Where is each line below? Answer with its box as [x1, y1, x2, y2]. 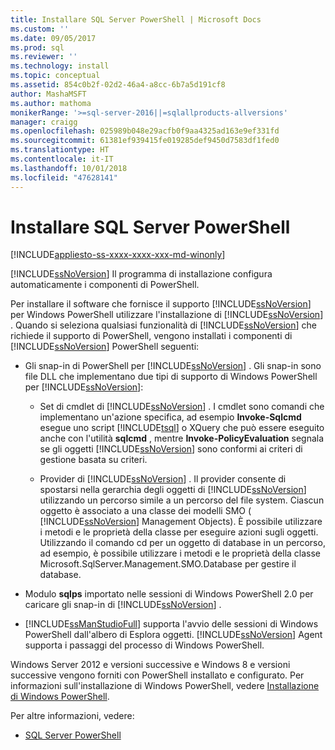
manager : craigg [10, 117, 78, 127]
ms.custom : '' [10, 24, 70, 34]
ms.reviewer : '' [10, 52, 78, 62]
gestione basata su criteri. [39, 454, 148, 466]
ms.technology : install [10, 61, 110, 71]
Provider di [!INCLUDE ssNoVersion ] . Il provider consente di [39, 473, 287, 485]
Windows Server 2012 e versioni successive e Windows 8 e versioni [10, 659, 291, 671]
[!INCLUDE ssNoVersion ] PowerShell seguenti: [10, 341, 200, 353]
